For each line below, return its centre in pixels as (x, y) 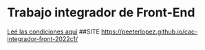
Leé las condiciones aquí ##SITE (53, 32)
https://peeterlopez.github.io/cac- (149, 32)
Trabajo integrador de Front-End (101, 13)
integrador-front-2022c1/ (42, 38)
